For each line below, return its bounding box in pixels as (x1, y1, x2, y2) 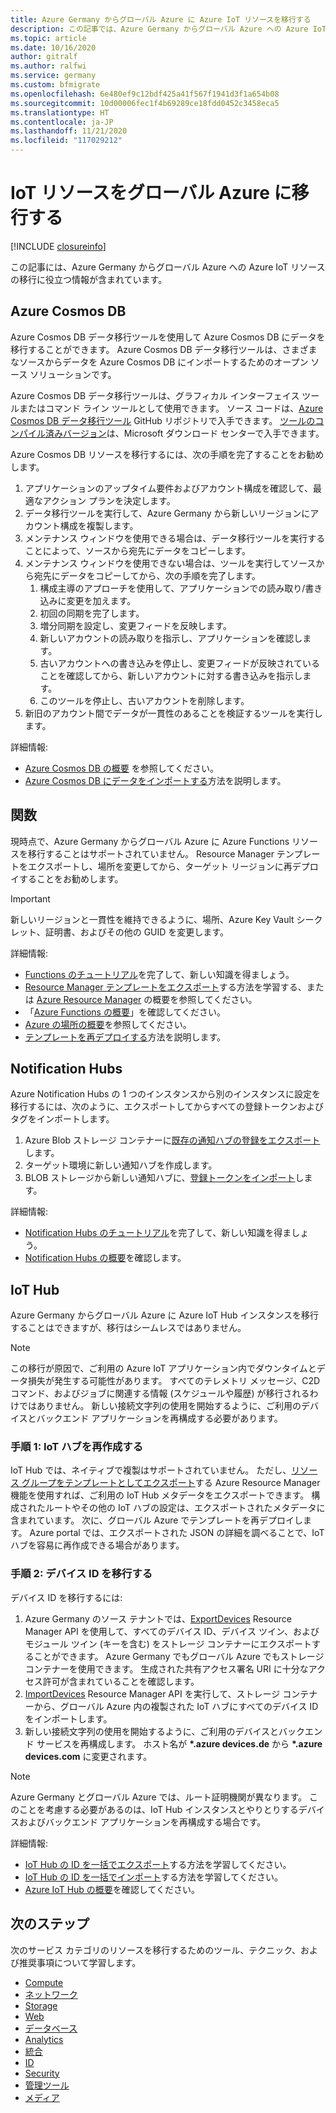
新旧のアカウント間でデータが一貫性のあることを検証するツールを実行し (24, 707, 323, 719)
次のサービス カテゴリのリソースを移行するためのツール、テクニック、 (10, 1944, 301, 1956)
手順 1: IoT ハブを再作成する (10, 1440, 143, 1454)
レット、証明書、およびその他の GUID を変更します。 (10, 926, 229, 938)
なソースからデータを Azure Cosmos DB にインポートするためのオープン (10, 356, 309, 368)
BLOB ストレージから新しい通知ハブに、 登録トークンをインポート (24, 1172, 296, 1184)
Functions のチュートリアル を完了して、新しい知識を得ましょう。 (24, 968, 295, 980)
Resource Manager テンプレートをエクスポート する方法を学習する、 (24, 981, 307, 993)
